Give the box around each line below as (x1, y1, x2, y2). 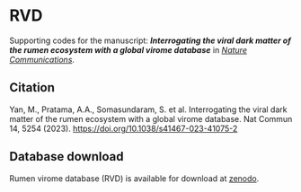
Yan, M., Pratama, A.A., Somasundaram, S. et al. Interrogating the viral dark (9, 104, 288, 115)
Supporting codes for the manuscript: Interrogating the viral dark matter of (9, 35, 292, 46)
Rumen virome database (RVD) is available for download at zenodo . (9, 172, 260, 184)
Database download (9, 149, 124, 164)
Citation (9, 80, 56, 95)
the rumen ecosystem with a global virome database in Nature (9, 44, 247, 55)
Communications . (9, 54, 75, 65)
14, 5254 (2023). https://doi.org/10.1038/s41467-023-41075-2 (9, 123, 238, 134)
